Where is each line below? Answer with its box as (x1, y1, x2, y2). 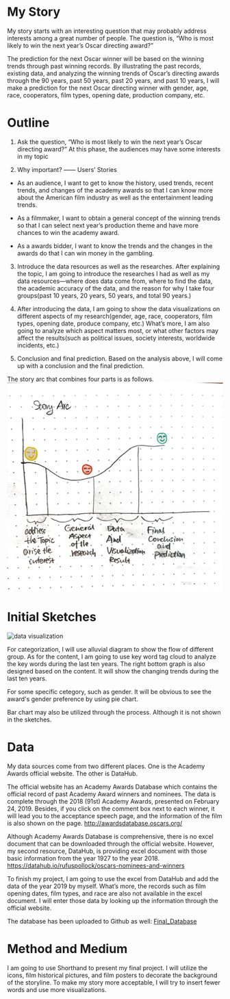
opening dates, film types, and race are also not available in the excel (7, 889, 203, 898)
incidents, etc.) (16, 341, 60, 349)
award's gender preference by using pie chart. (7, 695, 138, 703)
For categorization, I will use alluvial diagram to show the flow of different (7, 645, 214, 654)
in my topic (16, 152, 49, 160)
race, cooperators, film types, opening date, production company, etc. (7, 90, 205, 99)
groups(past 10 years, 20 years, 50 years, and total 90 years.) (16, 291, 192, 299)
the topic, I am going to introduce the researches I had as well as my (16, 269, 210, 277)
